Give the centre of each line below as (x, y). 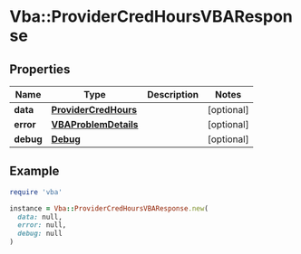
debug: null (40, 234)
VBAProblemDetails (95, 124)
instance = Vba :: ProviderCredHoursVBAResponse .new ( (109, 208)
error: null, (42, 225)
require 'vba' (36, 192)
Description (173, 94)
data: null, (40, 217)
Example (34, 171)
